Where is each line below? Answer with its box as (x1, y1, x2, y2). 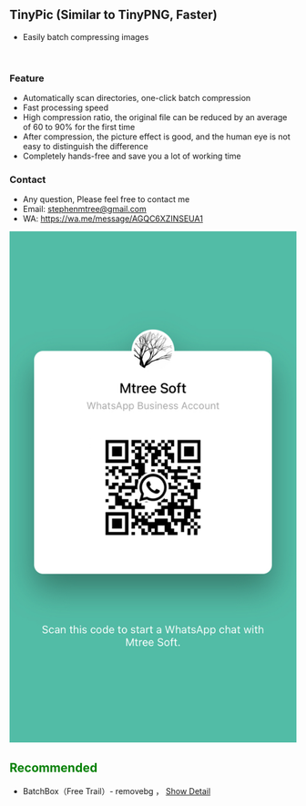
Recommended (9, 760, 98, 776)
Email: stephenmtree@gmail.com (22, 204, 148, 215)
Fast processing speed (22, 102, 109, 113)
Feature (9, 72, 45, 85)
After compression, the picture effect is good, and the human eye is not (22, 131, 291, 142)
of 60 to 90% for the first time (22, 122, 136, 133)
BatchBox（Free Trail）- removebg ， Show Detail (22, 785, 211, 796)
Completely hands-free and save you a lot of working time (22, 150, 241, 162)
